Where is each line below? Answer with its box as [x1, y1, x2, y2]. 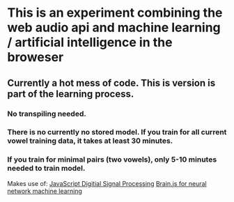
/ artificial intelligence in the [7, 35, 173, 50]
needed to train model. [7, 164, 86, 173]
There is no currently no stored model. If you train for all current [7, 127, 227, 137]
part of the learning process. [7, 88, 134, 100]
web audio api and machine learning [7, 20, 221, 36]
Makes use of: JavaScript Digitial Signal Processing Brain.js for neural [7, 179, 207, 187]
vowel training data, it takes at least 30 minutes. [7, 136, 173, 146]
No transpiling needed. [7, 109, 87, 118]
